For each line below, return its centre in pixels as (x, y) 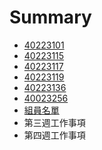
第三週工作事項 (54, 122)
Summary (50, 17)
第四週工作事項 (54, 135)
